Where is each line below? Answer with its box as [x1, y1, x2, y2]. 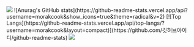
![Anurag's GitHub [13, 7, 60, 14]
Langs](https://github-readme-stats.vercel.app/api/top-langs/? [6, 19, 165, 27]
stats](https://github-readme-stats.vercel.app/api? [61, 7, 188, 14]
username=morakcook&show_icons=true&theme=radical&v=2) [6, 13, 165, 20]
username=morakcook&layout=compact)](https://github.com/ [6, 27, 163, 34]
